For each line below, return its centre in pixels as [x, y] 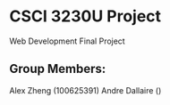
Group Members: [58, 69]
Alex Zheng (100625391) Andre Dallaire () [85, 90]
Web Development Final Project [67, 41]
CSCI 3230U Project [85, 16]
